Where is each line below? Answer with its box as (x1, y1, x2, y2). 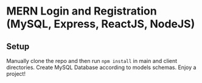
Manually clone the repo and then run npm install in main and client (6, 58, 178, 64)
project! (6, 70, 26, 77)
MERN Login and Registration (6, 4, 157, 18)
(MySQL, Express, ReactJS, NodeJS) (6, 17, 195, 31)
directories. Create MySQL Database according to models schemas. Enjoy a (6, 64, 197, 71)
